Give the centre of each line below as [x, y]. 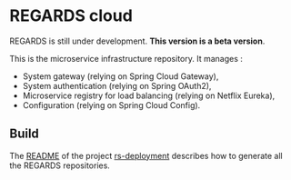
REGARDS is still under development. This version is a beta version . [137, 41]
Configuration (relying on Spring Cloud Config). [111, 105]
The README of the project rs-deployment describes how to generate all [146, 155]
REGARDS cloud [71, 16]
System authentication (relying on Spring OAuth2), [117, 85]
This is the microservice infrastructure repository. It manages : [126, 58]
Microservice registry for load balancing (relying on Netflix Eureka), [149, 95]
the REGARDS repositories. [60, 165]
